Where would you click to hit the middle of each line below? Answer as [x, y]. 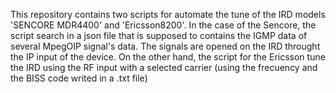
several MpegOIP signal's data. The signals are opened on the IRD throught [165, 46]
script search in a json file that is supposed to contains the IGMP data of [159, 35]
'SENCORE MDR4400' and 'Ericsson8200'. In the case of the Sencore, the [163, 25]
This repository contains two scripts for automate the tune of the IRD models [168, 14]
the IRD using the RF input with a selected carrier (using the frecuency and [164, 67]
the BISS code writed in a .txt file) [79, 78]
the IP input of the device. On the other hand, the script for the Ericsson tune [168, 57]
